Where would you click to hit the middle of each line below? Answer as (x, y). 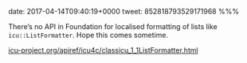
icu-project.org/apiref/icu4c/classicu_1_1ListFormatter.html (103, 50)
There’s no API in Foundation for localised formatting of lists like (113, 26)
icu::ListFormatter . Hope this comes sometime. (88, 35)
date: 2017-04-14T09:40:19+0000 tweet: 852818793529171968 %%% (123, 11)
